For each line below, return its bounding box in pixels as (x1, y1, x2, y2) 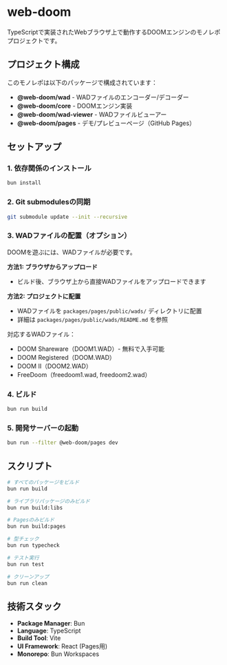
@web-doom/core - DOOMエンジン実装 (17, 102, 133, 110)
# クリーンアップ (7, 573, 50, 580)
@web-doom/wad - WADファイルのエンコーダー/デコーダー (17, 93, 189, 101)
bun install (7, 180, 41, 186)
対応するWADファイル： (7, 329, 76, 338)
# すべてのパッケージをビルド (7, 479, 80, 485)
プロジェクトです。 (7, 36, 61, 45)
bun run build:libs (7, 504, 63, 511)
